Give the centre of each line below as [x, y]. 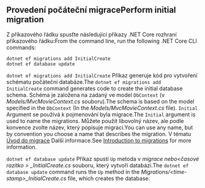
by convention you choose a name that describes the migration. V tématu [99, 133]
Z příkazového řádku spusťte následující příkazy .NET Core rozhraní [91, 34]
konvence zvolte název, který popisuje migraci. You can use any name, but [100, 127]
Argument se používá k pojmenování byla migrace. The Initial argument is [101, 114]
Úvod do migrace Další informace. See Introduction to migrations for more [99, 140]
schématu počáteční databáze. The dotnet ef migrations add [84, 81]
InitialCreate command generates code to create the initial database [95, 88]
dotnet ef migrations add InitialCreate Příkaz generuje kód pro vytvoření [102, 75]
